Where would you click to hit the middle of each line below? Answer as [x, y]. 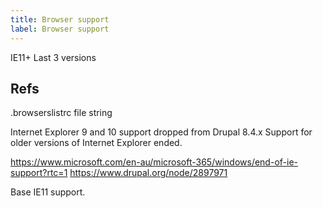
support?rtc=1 [39, 173]
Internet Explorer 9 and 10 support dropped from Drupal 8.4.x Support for [161, 132]
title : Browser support [60, 19]
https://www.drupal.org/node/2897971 [148, 173]
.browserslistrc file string [61, 113]
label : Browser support [60, 29]
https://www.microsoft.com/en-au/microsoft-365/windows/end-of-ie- [154, 162]
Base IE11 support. [48, 192]
